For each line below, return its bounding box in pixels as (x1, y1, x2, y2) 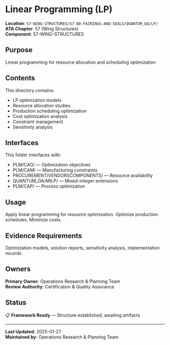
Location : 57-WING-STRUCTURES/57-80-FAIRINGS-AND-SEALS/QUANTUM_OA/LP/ (5, 20, 158, 26)
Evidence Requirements (5, 231, 82, 240)
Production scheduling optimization (12, 108, 87, 114)
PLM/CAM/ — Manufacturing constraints (12, 167, 98, 173)
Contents (5, 74, 35, 82)
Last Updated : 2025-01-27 (5, 328, 62, 334)
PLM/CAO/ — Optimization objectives (12, 162, 91, 168)
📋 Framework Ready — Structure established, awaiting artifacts (5, 312, 140, 318)
